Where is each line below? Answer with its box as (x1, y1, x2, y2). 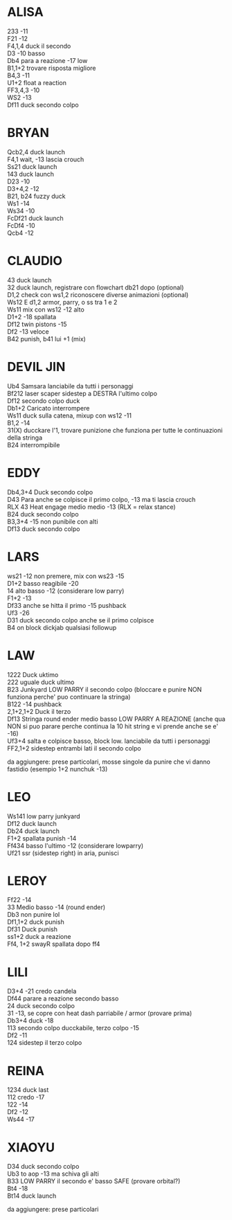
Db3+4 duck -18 (7, 1016, 54, 1025)
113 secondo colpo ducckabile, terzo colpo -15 (7, 1024, 140, 1032)
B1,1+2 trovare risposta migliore (7, 64, 96, 72)
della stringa (7, 433, 43, 442)
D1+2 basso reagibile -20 (7, 579, 79, 587)
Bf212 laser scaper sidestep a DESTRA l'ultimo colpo (7, 389, 158, 397)
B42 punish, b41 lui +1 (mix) (7, 334, 87, 343)
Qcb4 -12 (7, 228, 34, 237)
